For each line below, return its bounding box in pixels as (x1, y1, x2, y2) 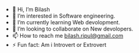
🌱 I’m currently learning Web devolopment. (12, 19, 121, 26)
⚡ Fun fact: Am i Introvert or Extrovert (12, 41, 107, 48)
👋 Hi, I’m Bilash (12, 6, 50, 13)
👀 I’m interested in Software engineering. (12, 12, 115, 19)
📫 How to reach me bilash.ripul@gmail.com (12, 32, 124, 39)
